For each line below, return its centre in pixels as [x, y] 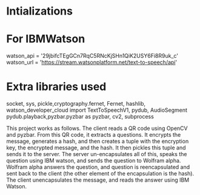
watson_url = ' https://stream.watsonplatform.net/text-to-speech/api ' [92, 63]
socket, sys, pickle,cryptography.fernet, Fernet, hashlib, [76, 104]
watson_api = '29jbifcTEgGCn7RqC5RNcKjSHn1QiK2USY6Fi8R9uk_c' [92, 56]
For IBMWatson [46, 39]
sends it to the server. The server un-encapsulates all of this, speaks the [97, 154]
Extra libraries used [56, 87]
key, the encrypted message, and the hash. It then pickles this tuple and [96, 148]
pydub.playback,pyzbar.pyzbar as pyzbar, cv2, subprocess [80, 117]
